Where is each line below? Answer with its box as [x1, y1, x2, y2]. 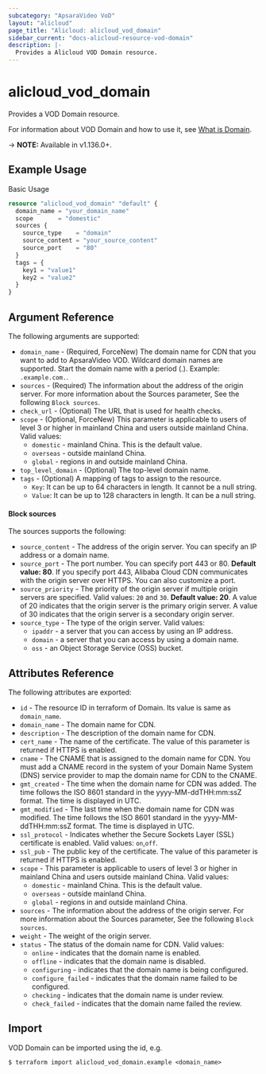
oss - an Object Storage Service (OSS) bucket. [31, 644, 184, 653]
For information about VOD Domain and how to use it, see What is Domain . [8, 124, 253, 134]
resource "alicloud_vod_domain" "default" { [8, 200, 158, 208]
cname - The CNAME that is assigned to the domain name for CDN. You [19, 753, 251, 763]
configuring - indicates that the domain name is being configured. [31, 964, 249, 975]
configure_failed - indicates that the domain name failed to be [31, 973, 238, 983]
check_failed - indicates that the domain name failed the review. [31, 998, 242, 1008]
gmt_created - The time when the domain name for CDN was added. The [19, 779, 256, 788]
